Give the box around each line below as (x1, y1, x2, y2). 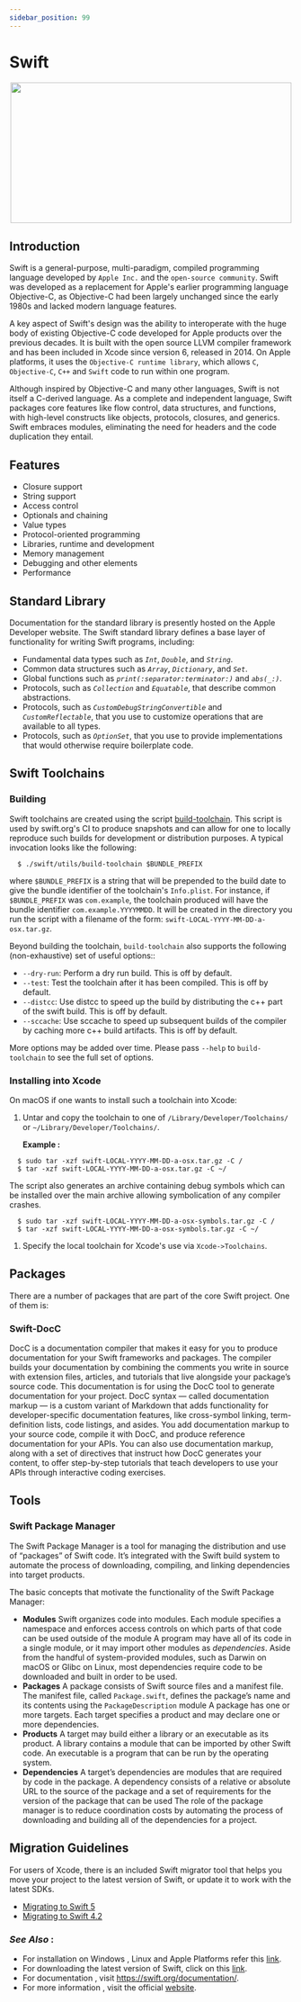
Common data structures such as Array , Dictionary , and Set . (22, 663, 248, 674)
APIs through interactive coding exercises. (9, 1468, 166, 1478)
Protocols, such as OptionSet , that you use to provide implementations (22, 731, 283, 741)
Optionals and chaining (22, 510, 108, 521)
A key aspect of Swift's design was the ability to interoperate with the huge (9, 319, 288, 329)
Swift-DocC (9, 1322, 61, 1334)
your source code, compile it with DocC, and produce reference (9, 1429, 245, 1440)
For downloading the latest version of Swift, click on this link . (22, 1962, 248, 1973)
